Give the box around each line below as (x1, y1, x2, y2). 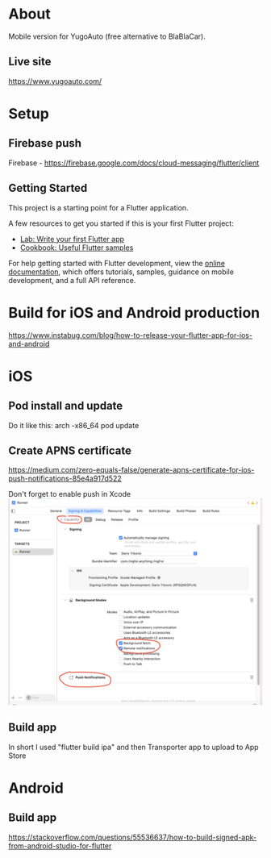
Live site (8, 55, 52, 69)
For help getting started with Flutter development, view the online (8, 258, 226, 268)
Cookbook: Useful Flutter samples (19, 243, 134, 252)
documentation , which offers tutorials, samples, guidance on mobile (8, 267, 234, 277)
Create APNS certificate (8, 444, 131, 457)
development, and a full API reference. (8, 275, 136, 285)
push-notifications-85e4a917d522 (8, 473, 123, 484)
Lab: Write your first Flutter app (19, 234, 125, 244)
